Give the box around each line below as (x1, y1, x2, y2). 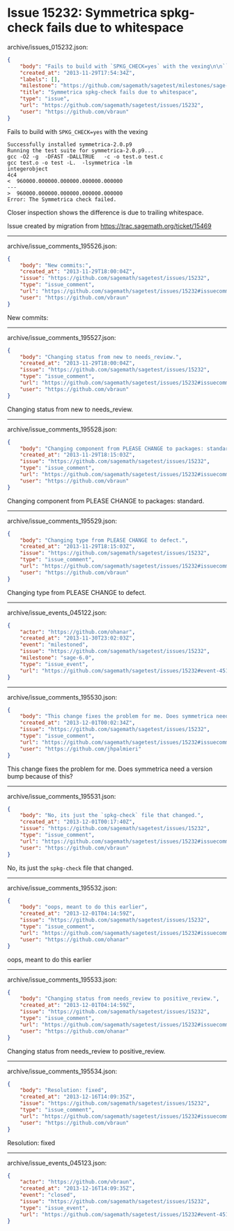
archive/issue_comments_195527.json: (7, 333, 116, 341)
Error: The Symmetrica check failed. (7, 196, 117, 203)
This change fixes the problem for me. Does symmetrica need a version (7, 765, 213, 773)
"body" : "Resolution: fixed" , (19, 1087, 108, 1094)
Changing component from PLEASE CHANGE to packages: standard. (7, 496, 205, 505)
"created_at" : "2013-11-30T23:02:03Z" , (19, 635, 136, 642)
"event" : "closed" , (19, 1192, 77, 1199)
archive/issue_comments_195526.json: (7, 242, 117, 250)
